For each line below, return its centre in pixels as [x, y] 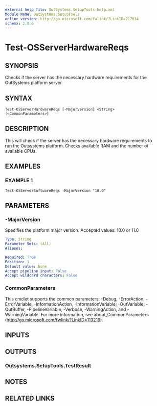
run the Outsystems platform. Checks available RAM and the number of [77, 146]
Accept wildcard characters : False [41, 275]
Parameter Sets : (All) [28, 244]
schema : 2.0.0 [20, 23]
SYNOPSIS [22, 66]
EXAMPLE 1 [19, 181]
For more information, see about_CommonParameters [95, 314]
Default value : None [26, 266]
